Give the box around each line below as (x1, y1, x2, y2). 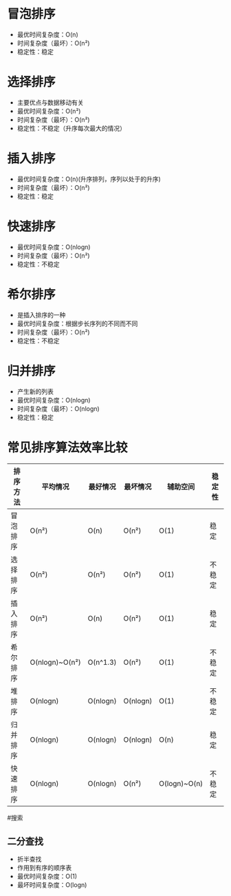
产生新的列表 (16, 387, 54, 396)
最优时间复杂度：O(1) (16, 872, 78, 881)
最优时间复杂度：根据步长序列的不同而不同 (16, 319, 138, 328)
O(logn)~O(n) (159, 778, 203, 788)
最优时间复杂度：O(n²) (16, 107, 81, 115)
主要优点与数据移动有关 (16, 98, 84, 107)
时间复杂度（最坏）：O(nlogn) (16, 404, 100, 413)
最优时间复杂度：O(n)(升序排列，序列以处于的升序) (16, 175, 162, 183)
